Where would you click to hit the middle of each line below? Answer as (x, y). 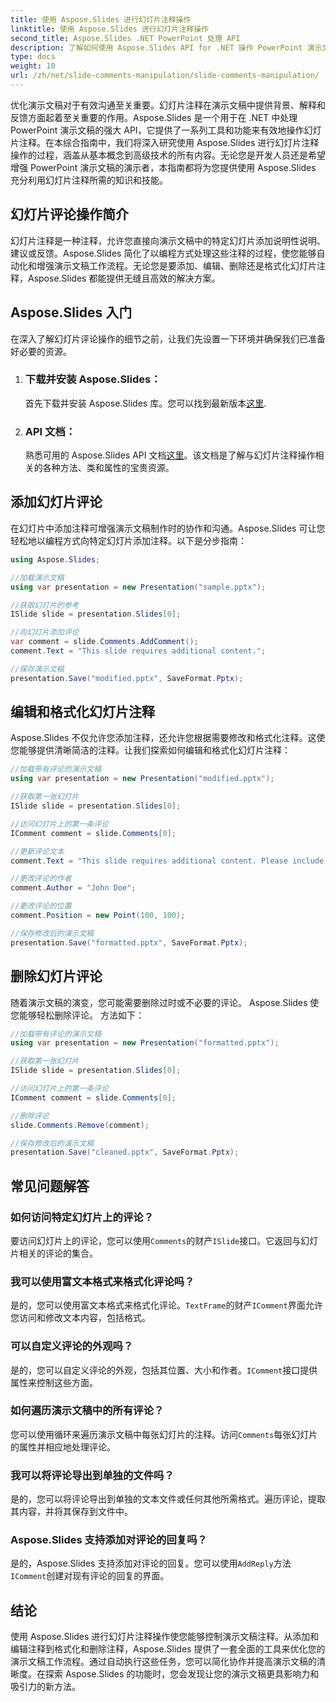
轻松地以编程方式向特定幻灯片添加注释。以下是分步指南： (128, 540)
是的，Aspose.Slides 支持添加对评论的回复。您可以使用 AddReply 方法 (151, 1563)
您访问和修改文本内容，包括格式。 (80, 1318)
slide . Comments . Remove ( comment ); (80, 1125)
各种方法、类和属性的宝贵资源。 (108, 468)
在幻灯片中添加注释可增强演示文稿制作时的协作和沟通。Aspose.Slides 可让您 (168, 528)
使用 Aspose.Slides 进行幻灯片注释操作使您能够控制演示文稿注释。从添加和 (165, 1637)
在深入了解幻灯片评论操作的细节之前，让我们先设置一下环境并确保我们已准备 (168, 338)
